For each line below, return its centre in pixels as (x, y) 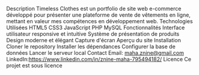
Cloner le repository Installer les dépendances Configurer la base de (91, 46)
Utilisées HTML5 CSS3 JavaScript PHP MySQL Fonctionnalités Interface (96, 27)
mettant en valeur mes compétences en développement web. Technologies (100, 21)
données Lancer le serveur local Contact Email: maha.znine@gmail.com (95, 53)
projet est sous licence (34, 65)
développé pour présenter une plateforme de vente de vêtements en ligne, (99, 15)
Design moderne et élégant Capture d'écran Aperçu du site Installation (94, 40)
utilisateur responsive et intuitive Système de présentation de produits (93, 34)
